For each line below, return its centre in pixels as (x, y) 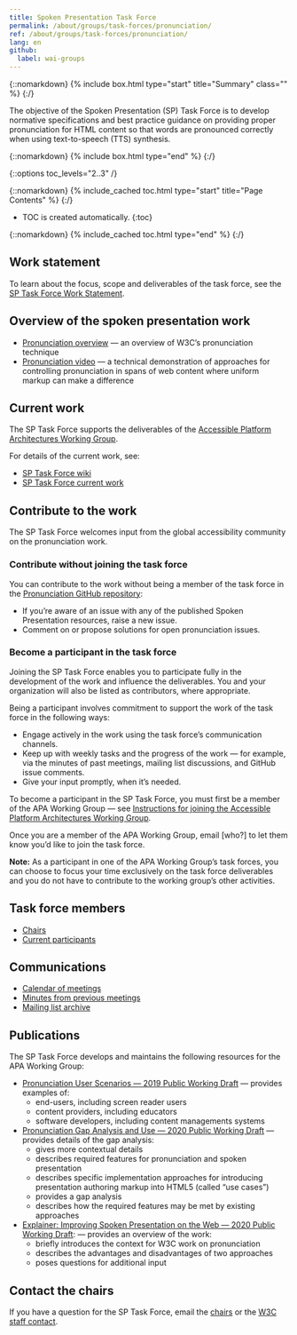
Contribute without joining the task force (98, 565)
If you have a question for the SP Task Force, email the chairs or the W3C (143, 1312)
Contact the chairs (62, 1290)
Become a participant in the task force (93, 652)
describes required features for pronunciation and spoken (141, 1159)
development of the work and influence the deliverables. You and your (137, 681)
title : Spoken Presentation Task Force (83, 17)
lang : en (25, 42)
